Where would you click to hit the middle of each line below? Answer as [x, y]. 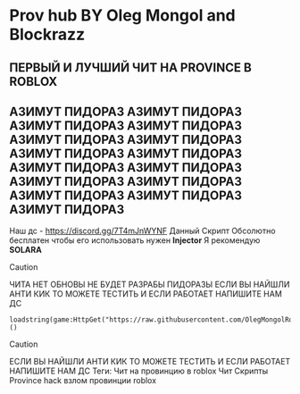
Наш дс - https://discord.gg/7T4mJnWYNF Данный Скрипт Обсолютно [142, 231]
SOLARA [25, 250]
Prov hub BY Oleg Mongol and [122, 16]
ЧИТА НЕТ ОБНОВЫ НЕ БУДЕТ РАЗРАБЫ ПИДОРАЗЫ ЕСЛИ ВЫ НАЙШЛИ [150, 285]
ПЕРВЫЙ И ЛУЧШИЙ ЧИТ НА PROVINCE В [130, 67]
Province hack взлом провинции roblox [83, 381]
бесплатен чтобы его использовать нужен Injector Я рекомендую [135, 240]
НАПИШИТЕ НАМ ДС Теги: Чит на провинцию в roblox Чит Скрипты [139, 371]
